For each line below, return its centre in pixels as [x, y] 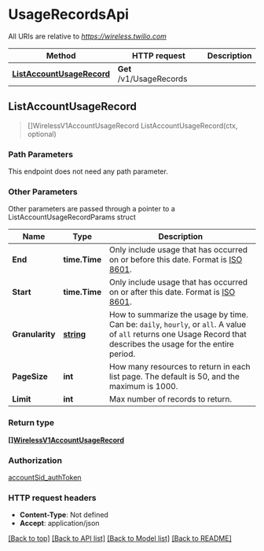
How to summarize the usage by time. [179, 314]
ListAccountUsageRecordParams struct [72, 217]
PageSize [30, 377]
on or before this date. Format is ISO [176, 259]
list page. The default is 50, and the [174, 377]
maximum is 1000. [143, 387]
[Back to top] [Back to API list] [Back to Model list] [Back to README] [120, 538]
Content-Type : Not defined [64, 515]
